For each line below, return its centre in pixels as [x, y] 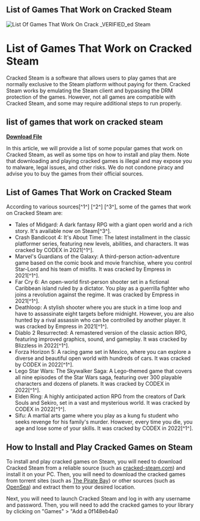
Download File [24, 137]
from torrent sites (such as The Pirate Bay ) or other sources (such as [91, 481]
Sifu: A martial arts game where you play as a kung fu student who [97, 416]
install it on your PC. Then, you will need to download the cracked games [96, 474]
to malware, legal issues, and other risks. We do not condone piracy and [95, 167]
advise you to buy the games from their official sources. [75, 174]
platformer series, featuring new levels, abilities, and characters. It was [102, 244]
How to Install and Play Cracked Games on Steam [99, 447]
